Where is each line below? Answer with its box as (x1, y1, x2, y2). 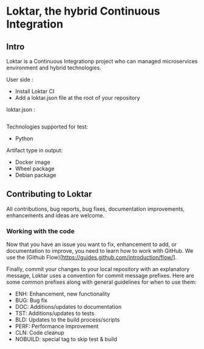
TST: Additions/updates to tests (15, 309, 95, 317)
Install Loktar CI (15, 88, 55, 95)
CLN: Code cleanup (15, 329, 65, 336)
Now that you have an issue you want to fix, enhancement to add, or (6, 241, 177, 248)
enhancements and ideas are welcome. (6, 211, 105, 219)
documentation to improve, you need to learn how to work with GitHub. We (6, 247, 194, 255)
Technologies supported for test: (6, 123, 89, 130)
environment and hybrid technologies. (6, 64, 101, 71)
